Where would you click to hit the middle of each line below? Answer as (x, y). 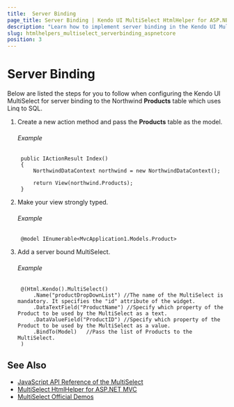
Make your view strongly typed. (63, 202)
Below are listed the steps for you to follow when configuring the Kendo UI (114, 94)
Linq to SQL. (25, 108)
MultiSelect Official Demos (55, 397)
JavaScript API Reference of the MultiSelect (80, 382)
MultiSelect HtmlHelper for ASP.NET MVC (77, 390)
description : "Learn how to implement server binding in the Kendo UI (112, 27)
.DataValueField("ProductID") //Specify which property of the (127, 319)
